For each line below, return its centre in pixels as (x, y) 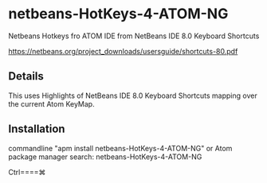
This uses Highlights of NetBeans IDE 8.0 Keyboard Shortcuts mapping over (133, 95)
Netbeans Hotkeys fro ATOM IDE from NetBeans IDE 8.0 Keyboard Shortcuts (134, 36)
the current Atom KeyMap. (51, 103)
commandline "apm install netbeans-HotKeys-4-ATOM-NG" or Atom (120, 148)
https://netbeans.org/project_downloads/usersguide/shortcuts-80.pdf (123, 51)
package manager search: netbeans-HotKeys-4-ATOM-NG (105, 157)
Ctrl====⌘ (27, 172)
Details (26, 76)
